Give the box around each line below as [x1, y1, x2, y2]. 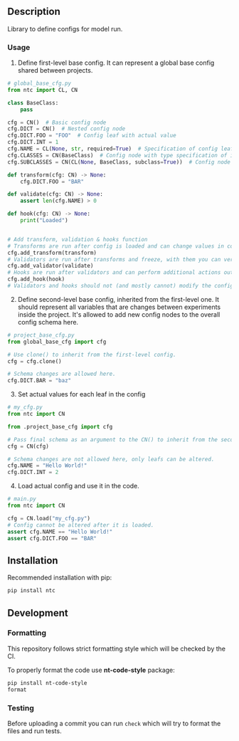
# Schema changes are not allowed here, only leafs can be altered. [7, 456, 215, 463]
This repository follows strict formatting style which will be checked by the [7, 644, 226, 653]
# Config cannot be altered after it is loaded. [7, 521, 154, 529]
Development [7, 606, 69, 619]
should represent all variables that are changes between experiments [17, 303, 221, 311]
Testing [7, 703, 34, 713]
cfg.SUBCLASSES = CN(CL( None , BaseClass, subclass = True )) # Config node [7, 158, 231, 166]
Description [7, 6, 60, 18]
